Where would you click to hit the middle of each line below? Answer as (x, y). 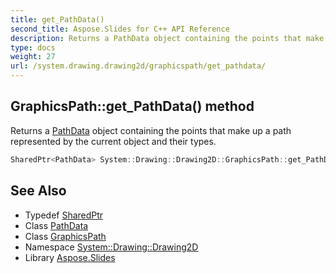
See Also (38, 191)
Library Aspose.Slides (70, 257)
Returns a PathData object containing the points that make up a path (151, 130)
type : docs (33, 47)
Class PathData (56, 225)
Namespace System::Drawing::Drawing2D (111, 247)
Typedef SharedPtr (64, 215)
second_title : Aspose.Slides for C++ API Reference (120, 29)
